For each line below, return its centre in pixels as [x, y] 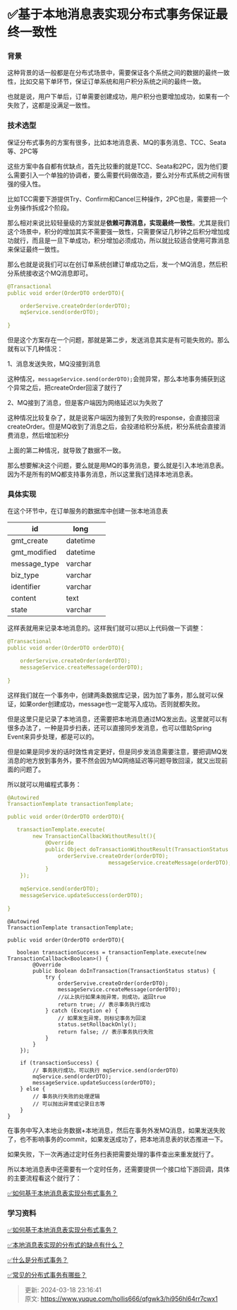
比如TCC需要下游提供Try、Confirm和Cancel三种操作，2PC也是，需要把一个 [117, 199]
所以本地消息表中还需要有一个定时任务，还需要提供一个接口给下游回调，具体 [119, 1169]
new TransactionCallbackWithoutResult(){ [95, 836]
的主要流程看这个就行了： [44, 1178]
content [24, 598]
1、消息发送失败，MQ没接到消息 [54, 364]
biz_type [25, 575]
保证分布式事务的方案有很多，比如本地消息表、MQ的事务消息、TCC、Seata [117, 142]
